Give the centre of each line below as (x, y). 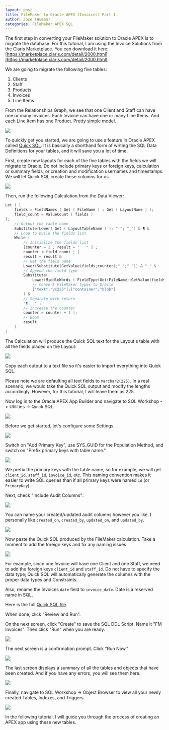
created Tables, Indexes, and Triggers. (45, 697)
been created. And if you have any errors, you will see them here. (73, 673)
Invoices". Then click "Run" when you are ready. (55, 629)
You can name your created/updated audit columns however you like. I (78, 515)
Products (22, 90)
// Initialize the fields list (56, 243)
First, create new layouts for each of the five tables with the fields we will (81, 161)
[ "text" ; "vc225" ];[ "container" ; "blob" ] (74, 289)
